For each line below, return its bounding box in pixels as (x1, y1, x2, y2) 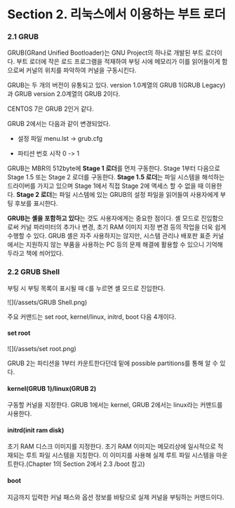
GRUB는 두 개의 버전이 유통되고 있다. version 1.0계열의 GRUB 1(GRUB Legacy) (7, 81, 226, 90)
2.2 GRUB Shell (7, 267, 60, 277)
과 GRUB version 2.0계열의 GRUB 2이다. (7, 90, 121, 98)
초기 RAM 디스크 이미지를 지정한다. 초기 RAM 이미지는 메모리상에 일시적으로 (7, 442, 216, 451)
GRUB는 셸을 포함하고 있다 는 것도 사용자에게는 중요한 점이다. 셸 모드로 (7, 214, 200, 223)
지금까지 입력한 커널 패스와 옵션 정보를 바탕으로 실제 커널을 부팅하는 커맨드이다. (7, 493, 224, 501)
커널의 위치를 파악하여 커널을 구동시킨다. (25, 66, 137, 74)
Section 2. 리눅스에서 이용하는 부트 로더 (7, 6, 227, 22)
